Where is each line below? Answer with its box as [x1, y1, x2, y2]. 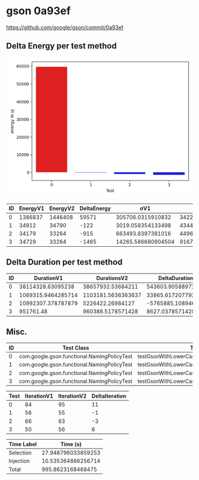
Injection [8, 457, 30, 465]
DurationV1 [34, 275, 63, 282]
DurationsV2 [96, 275, 129, 282]
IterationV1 [24, 392, 53, 399]
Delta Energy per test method [6, 41, 117, 51]
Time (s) [60, 440, 82, 447]
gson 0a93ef [6, 4, 71, 18]
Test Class [62, 344, 89, 351]
